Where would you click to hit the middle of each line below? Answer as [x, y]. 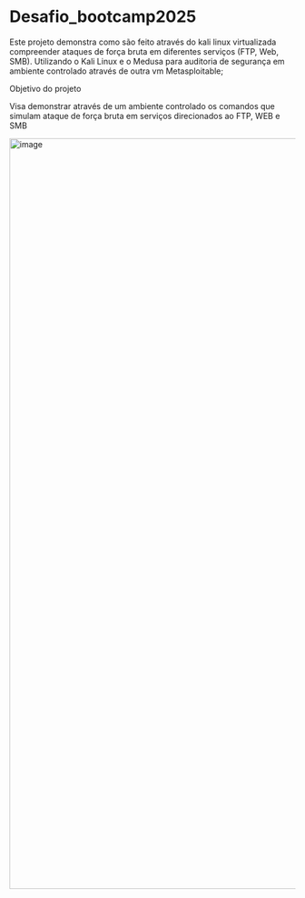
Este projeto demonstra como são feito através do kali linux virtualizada [143, 42]
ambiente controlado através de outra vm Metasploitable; [117, 71]
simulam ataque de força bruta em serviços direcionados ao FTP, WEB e [145, 116]
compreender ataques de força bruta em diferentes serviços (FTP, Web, [144, 51]
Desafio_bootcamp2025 [103, 17]
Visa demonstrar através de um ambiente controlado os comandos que [142, 106]
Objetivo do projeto [45, 88]
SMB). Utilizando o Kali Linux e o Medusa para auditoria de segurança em [147, 61]
